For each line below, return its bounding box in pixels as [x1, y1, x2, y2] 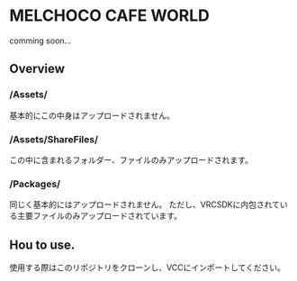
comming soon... [9, 35, 72, 46]
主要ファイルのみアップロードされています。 [16, 211, 183, 222]
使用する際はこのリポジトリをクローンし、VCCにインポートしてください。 [9, 262, 286, 273]
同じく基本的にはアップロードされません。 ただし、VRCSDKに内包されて [9, 199, 281, 210]
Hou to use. [9, 237, 76, 252]
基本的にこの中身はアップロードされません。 [9, 110, 175, 121]
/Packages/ [9, 177, 61, 190]
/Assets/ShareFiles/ [9, 132, 99, 145]
